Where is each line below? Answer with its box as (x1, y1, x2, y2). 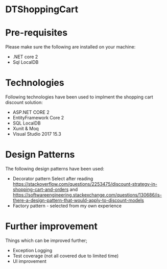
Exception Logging (12, 247, 53, 253)
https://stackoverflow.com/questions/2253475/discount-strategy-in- (12, 181, 157, 187)
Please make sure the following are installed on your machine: (5, 44, 136, 50)
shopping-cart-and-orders (12, 186, 69, 192)
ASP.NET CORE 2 (12, 109, 50, 115)
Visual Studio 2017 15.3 (12, 131, 61, 137)
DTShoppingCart (5, 4, 78, 15)
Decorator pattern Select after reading (12, 176, 93, 182)
